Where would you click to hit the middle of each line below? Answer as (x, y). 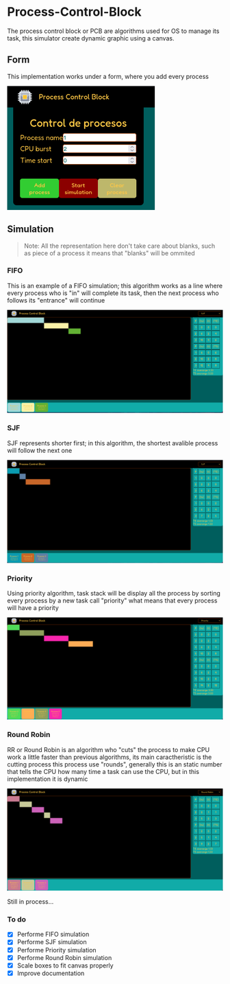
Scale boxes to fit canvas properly (65, 965)
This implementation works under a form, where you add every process (108, 76)
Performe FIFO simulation (53, 935)
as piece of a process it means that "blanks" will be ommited (109, 253)
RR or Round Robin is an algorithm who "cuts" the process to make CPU (108, 749)
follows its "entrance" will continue (56, 300)
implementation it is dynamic (48, 779)
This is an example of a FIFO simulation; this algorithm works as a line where (115, 285)
